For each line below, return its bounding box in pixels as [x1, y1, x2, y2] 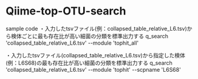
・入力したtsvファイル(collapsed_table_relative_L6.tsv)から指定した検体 [5, 51, 186, 58]
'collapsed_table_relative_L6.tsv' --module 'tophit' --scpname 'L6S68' [5, 66, 182, 73]
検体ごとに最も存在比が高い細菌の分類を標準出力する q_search [10, 32, 168, 40]
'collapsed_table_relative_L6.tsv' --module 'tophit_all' [5, 39, 139, 46]
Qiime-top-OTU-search [5, 4, 126, 18]
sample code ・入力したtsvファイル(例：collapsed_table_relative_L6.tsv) [5, 25, 188, 32]
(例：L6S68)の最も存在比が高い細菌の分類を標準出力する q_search [5, 59, 172, 66]
